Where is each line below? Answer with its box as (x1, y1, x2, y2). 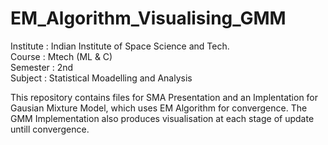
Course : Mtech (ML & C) (10, 50, 113, 62)
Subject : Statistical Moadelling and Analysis (10, 72, 193, 84)
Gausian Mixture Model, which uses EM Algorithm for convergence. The (10, 102, 308, 114)
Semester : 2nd (10, 61, 74, 73)
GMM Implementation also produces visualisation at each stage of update (10, 112, 315, 124)
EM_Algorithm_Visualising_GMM (10, 7, 287, 30)
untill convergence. (10, 123, 90, 135)
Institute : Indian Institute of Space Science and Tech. (10, 40, 230, 52)
